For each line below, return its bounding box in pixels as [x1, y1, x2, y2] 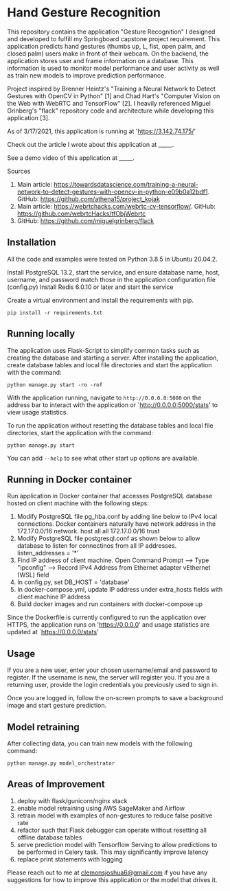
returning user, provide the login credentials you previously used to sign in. [7, 681, 219, 689]
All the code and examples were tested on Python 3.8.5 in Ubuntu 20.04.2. [7, 255, 218, 263]
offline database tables [16, 833, 82, 842]
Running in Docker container [7, 474, 133, 485]
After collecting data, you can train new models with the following [7, 739, 192, 748]
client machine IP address [16, 592, 91, 601]
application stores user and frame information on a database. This [7, 56, 194, 65]
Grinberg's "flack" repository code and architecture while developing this [7, 106, 214, 115]
